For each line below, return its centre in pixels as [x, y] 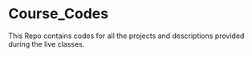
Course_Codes [59, 14]
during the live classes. [47, 44]
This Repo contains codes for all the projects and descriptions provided [126, 36]
